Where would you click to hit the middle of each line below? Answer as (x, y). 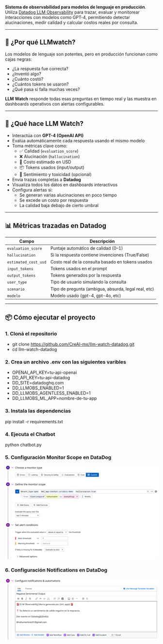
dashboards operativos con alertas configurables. (55, 104)
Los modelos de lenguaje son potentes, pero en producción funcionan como (81, 54)
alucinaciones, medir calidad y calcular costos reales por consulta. (72, 22)
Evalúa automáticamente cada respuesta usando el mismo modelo (78, 140)
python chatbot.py (24, 445)
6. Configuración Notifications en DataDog (56, 570)
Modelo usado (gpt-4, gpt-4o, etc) (86, 296)
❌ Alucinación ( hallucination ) (49, 156)
